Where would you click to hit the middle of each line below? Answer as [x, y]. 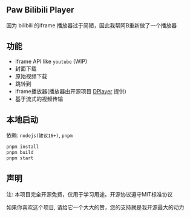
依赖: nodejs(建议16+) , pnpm [40, 135]
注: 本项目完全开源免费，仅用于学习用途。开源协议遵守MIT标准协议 [90, 194]
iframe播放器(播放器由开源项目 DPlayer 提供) [71, 91]
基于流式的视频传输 [39, 99]
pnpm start [20, 158]
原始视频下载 [31, 76]
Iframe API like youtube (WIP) [51, 61]
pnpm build [20, 153]
